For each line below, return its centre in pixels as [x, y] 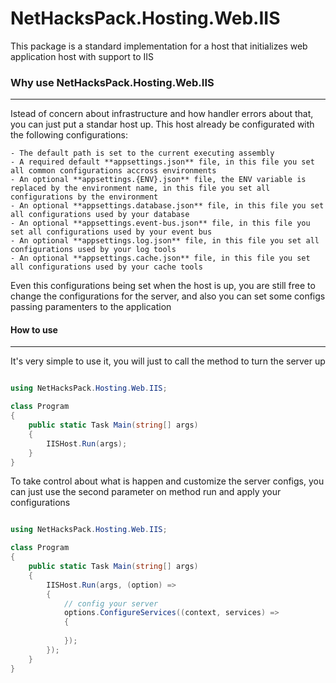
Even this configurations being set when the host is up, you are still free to [163, 286]
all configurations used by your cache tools [106, 267]
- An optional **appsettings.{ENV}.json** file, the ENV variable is [158, 180]
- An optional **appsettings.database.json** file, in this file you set [167, 206]
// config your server [111, 603]
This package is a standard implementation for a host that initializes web [159, 46]
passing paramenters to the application [91, 307]
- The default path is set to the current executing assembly [142, 153]
